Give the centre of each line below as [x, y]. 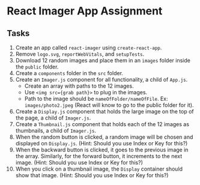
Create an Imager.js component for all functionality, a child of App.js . [102, 80]
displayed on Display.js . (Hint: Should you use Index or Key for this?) [102, 143]
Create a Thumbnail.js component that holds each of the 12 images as [102, 124]
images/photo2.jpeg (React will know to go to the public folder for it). [109, 105]
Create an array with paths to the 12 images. [79, 86]
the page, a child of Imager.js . [53, 118]
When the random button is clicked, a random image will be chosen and [104, 137]
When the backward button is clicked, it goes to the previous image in [102, 150]
